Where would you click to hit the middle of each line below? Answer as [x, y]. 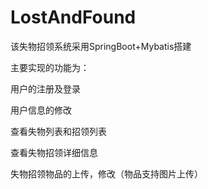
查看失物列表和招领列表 [58, 131]
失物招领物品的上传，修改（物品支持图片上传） [106, 173]
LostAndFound [73, 17]
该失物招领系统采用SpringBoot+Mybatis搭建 [101, 46]
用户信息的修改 [41, 110]
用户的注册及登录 [45, 88]
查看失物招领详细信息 [54, 152]
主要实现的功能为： [50, 67]
